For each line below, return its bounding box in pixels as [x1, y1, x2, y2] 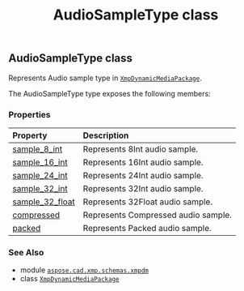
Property [12, 130, 48, 141]
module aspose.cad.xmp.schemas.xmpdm [19, 265, 149, 275]
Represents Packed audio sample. [82, 222, 212, 233]
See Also [8, 246, 44, 258]
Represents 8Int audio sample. [82, 143, 199, 155]
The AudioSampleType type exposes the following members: [8, 88, 212, 98]
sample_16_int [12, 156, 68, 168]
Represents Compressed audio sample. [82, 209, 233, 220]
